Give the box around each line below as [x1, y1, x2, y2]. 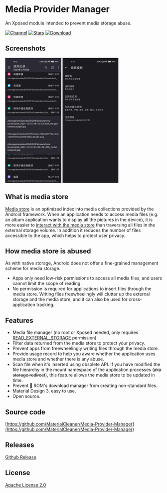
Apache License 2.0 [5, 481, 46, 488]
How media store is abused [5, 246, 91, 255]
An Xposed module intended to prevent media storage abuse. [5, 20, 132, 26]
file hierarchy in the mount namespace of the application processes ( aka [12, 366, 162, 373]
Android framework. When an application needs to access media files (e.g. [5, 211, 159, 217]
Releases [5, 441, 34, 449]
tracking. [36, 301, 55, 308]
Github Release [5, 454, 36, 460]
